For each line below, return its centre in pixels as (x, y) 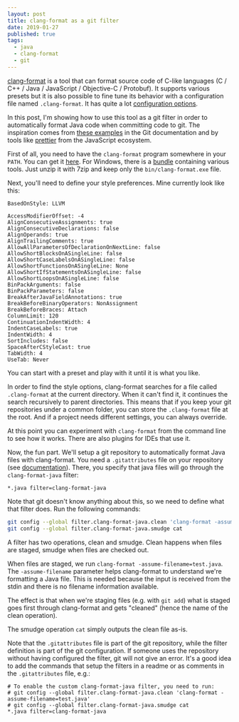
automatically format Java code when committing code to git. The (104, 125)
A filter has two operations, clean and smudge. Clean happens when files (115, 542)
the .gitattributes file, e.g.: (49, 673)
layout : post (27, 14)
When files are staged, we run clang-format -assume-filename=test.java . (115, 564)
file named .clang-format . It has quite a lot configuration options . (102, 103)
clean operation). (32, 615)
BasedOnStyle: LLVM (36, 203)
